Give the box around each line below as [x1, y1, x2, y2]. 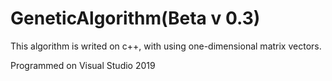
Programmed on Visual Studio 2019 [10, 59, 156, 71]
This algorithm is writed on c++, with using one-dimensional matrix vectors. [10, 40, 322, 52]
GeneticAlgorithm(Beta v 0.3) [10, 7, 261, 30]
